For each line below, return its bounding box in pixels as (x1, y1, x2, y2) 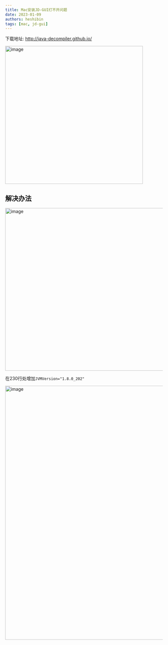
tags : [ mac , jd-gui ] (5, 21, 48, 27)
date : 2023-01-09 (5, 12, 41, 17)
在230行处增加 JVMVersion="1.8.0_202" (5, 376, 85, 382)
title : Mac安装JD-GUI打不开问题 (5, 7, 67, 13)
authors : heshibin (5, 17, 43, 22)
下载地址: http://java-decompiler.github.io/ (5, 36, 92, 42)
